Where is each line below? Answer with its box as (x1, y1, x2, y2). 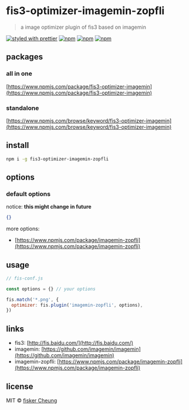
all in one (6, 69, 32, 78)
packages (6, 52, 43, 62)
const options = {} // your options (6, 286, 96, 292)
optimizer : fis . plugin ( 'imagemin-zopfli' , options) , (11, 302, 143, 308)
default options (6, 190, 51, 198)
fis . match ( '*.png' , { (6, 297, 59, 303)
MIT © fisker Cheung (6, 396, 58, 404)
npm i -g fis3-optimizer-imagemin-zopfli (6, 156, 109, 162)
